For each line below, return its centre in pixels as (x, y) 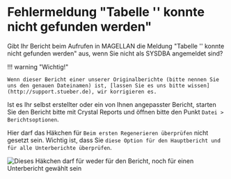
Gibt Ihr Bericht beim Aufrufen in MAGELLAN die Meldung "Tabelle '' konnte (116, 46)
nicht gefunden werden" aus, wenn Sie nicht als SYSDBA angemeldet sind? (115, 53)
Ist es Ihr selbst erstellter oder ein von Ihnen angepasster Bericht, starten (112, 104)
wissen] (199, 85)
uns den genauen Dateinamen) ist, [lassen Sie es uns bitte (96, 85)
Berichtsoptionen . (33, 119)
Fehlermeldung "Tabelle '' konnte (106, 12)
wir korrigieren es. (127, 92)
